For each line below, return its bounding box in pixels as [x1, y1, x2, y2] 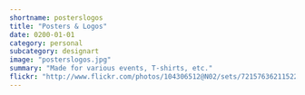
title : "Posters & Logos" [9, 22, 107, 31]
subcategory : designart [9, 47, 100, 56]
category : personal [9, 38, 84, 48]
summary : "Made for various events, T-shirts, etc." [9, 64, 213, 73]
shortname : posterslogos [9, 13, 103, 23]
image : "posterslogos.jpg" [9, 55, 112, 64]
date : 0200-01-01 [9, 30, 75, 39]
